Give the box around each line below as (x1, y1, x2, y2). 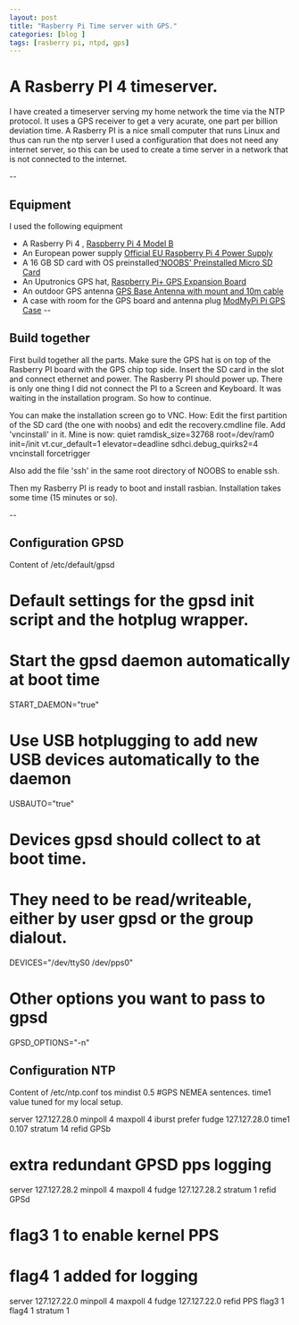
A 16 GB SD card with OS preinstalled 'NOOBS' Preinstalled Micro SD (21, 257, 274, 268)
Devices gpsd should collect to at (9, 829, 262, 850)
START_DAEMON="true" (9, 699, 100, 710)
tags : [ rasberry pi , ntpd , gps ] (9, 38, 129, 47)
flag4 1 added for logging (9, 1266, 199, 1286)
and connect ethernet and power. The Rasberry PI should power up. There (9, 373, 283, 384)
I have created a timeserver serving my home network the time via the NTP (9, 107, 286, 117)
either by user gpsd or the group (9, 909, 254, 929)
